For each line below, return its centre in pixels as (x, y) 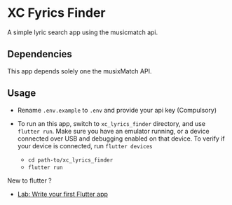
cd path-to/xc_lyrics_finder (70, 160)
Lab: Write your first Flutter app (63, 194)
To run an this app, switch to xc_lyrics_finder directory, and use (111, 123)
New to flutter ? (30, 181)
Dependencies (40, 54)
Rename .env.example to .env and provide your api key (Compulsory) (117, 110)
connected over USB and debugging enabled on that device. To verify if (121, 139)
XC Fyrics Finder (56, 13)
